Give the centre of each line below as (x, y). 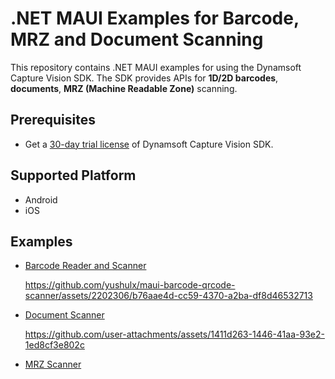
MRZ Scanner (53, 364)
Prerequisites (53, 120)
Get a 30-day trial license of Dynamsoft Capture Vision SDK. (149, 144)
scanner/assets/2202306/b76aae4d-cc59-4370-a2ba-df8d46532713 (168, 296)
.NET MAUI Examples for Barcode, (155, 18)
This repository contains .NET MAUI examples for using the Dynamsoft (156, 67)
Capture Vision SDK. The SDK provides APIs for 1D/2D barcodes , (144, 78)
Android (41, 199)
